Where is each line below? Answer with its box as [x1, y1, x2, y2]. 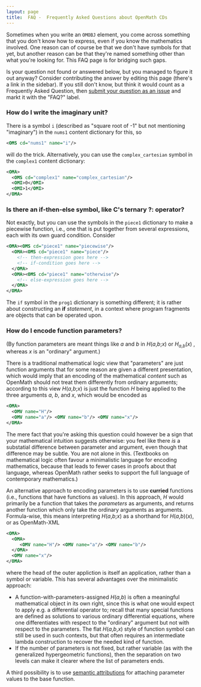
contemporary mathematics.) [6, 475, 78, 482]
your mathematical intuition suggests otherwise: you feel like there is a [6, 437, 181, 444]
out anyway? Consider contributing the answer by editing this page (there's [6, 74, 193, 82]
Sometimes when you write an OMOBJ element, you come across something [6, 31, 190, 38]
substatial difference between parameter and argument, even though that [6, 443, 188, 451]
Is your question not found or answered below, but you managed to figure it [6, 68, 193, 75]
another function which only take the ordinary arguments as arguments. [6, 506, 184, 513]
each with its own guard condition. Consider [6, 232, 116, 239]
